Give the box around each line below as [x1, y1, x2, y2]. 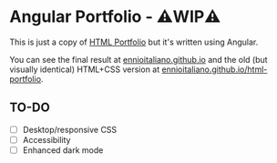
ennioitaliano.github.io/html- [161, 64, 268, 75]
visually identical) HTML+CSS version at [9, 64, 160, 75]
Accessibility [22, 134, 71, 145]
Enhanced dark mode [22, 144, 104, 156]
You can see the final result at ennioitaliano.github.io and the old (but [9, 54, 268, 65]
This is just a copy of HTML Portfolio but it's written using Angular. [9, 36, 259, 47]
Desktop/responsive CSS [22, 124, 118, 135]
